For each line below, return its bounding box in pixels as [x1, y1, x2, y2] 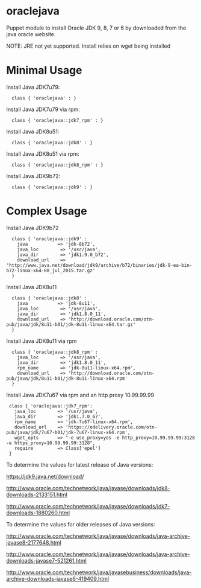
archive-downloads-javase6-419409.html [6, 575, 110, 582]
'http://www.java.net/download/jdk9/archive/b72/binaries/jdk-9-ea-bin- [6, 262, 193, 268]
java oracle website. [6, 30, 56, 37]
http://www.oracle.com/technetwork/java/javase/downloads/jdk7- [6, 502, 170, 510]
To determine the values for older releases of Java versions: [6, 520, 155, 528]
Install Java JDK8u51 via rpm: [6, 150, 79, 158]
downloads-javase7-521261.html [6, 557, 87, 564]
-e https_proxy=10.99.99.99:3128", [6, 439, 96, 446]
